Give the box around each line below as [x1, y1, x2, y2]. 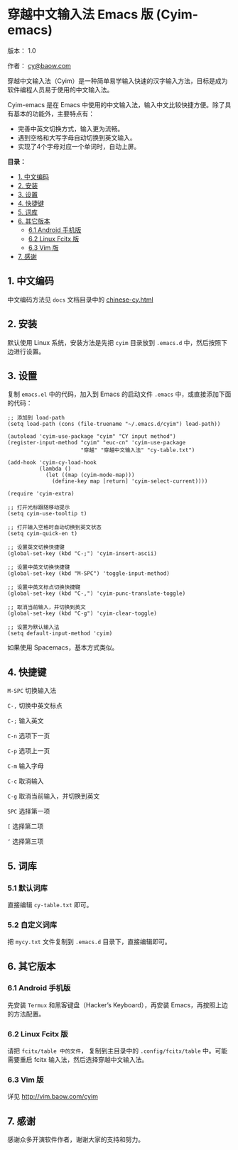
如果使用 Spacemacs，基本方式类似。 [7, 643, 119, 652]
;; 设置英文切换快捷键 [7, 544, 65, 551]
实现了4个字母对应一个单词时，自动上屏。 [17, 142, 141, 150]
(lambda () [38, 466, 72, 473]
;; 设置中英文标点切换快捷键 [7, 584, 81, 591]
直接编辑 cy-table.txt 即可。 [7, 900, 93, 909]
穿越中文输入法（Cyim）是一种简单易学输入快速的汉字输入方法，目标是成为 [7, 76, 228, 85]
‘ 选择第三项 [7, 837, 44, 845]
